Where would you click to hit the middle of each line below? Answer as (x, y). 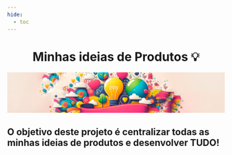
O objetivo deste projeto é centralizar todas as (108, 132)
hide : (15, 14)
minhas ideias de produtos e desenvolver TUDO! (113, 143)
